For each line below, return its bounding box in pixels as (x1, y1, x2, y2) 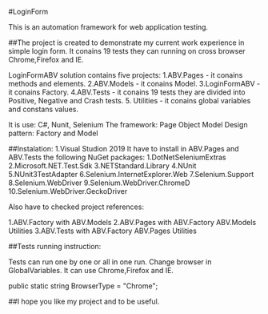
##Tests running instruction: (8, 242, 102, 251)
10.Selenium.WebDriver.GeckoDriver (8, 187, 128, 195)
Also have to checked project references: (8, 202, 144, 211)
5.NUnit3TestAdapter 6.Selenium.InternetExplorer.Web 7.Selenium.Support (8, 170, 254, 179)
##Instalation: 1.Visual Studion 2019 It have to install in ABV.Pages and (8, 144, 239, 153)
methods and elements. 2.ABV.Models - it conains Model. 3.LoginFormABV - (8, 79, 261, 88)
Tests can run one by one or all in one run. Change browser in (8, 257, 212, 267)
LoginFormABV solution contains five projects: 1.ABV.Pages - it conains (8, 70, 243, 79)
